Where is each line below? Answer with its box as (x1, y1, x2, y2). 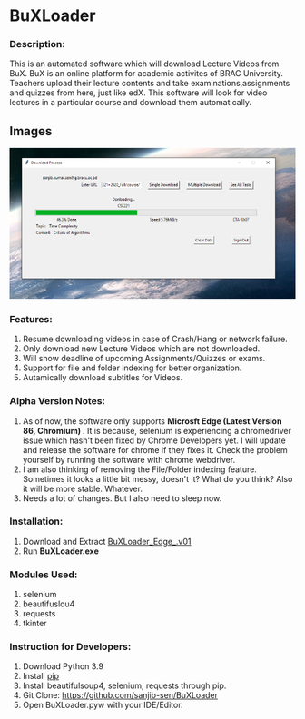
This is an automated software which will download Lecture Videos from (9, 58, 280, 69)
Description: (9, 38, 65, 51)
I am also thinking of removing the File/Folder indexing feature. (22, 464, 257, 475)
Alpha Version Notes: (9, 395, 106, 408)
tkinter (22, 618, 47, 629)
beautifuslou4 (22, 598, 75, 609)
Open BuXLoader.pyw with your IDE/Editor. (22, 700, 183, 711)
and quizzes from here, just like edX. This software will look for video (9, 87, 268, 98)
